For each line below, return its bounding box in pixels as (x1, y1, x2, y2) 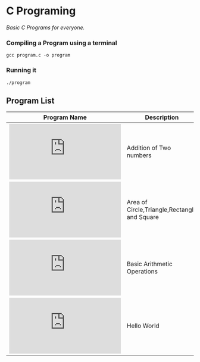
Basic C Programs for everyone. (6, 24, 85, 31)
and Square (127, 213, 160, 221)
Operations (127, 267, 158, 276)
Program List (6, 95, 55, 105)
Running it (6, 66, 37, 74)
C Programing (6, 4, 76, 18)
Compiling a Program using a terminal (6, 39, 117, 47)
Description (145, 113, 179, 121)
